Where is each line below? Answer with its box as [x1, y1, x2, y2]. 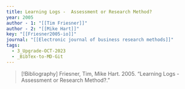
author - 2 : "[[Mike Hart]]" [6, 25, 80, 32]
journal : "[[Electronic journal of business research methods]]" [6, 37, 174, 43]
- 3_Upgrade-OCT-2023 [11, 48, 66, 54]
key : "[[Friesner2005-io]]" [6, 31, 77, 37]
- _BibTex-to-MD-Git [11, 54, 63, 60]
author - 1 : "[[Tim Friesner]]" [6, 20, 87, 26]
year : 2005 [6, 14, 34, 20]
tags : [6, 43, 20, 49]
